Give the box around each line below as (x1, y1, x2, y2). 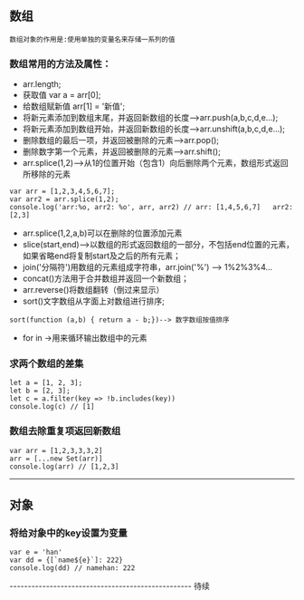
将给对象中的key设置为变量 (9, 527, 128, 539)
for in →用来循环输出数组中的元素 (22, 333, 147, 344)
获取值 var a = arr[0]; (22, 90, 101, 101)
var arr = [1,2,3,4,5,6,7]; (9, 187, 116, 197)
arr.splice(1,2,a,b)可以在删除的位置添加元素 (22, 227, 183, 238)
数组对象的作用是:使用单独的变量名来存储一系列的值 (9, 34, 176, 44)
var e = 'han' (9, 547, 63, 557)
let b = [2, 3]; (9, 386, 71, 396)
